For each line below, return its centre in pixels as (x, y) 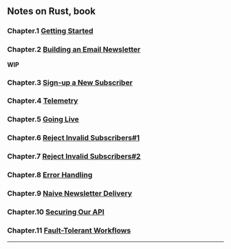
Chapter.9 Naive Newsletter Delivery (70, 194)
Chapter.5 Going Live (43, 119)
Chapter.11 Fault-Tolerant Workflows (69, 230)
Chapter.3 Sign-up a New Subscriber (70, 82)
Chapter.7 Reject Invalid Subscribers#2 (74, 157)
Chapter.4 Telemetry (43, 101)
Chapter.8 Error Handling (50, 175)
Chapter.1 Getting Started (51, 31)
